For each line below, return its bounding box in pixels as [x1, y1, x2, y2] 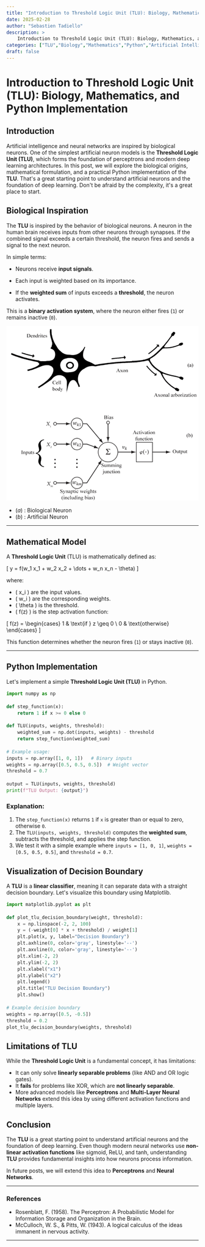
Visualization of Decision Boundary [6, 866, 143, 877]
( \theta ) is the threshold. [15, 602, 79, 609]
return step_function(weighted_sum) [17, 736, 111, 742]
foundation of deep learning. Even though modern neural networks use [6, 1142, 185, 1150]
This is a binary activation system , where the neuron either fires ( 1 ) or [6, 307, 184, 315]
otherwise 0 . [15, 822, 47, 829]
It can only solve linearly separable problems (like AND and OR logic [15, 1069, 190, 1077]
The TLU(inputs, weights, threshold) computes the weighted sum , [15, 829, 187, 836]
